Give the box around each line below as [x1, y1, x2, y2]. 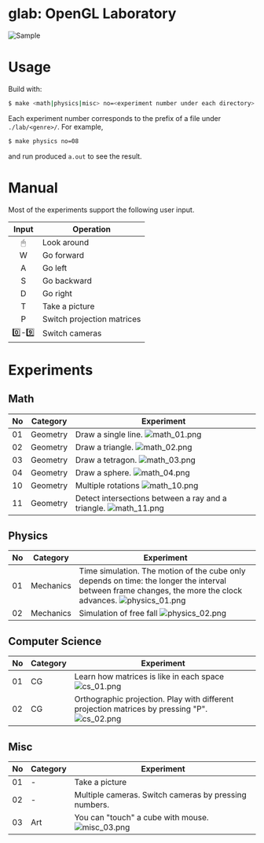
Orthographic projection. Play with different [74, 694, 234, 705]
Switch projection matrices [42, 313, 141, 324]
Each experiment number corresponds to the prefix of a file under [8, 113, 222, 123]
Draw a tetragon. [75, 454, 137, 465]
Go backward [42, 275, 92, 286]
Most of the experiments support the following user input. [8, 205, 195, 214]
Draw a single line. [75, 429, 143, 440]
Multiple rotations [75, 480, 140, 491]
